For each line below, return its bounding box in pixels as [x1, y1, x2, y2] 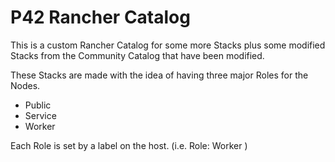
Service [24, 109, 57, 121]
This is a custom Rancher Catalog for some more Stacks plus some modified [10, 39, 326, 51]
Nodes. [10, 79, 41, 91]
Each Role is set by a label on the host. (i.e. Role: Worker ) [10, 139, 248, 151]
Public [24, 99, 52, 111]
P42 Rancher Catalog [10, 6, 191, 29]
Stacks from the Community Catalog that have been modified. [10, 49, 265, 61]
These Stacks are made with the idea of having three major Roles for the [10, 69, 309, 81]
